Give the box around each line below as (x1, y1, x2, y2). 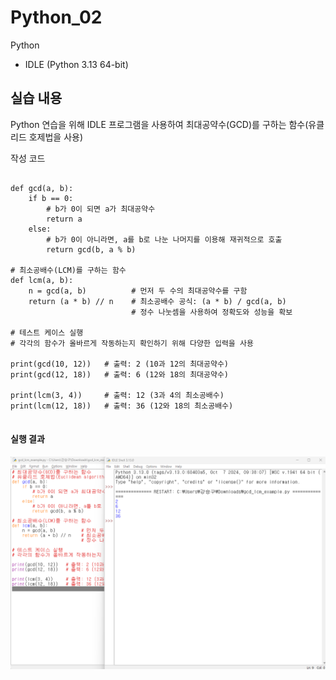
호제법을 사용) (28, 131, 84, 143)
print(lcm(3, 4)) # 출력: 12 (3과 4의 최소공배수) (10, 390, 225, 400)
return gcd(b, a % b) (46, 244, 137, 255)
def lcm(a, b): (10, 275, 74, 285)
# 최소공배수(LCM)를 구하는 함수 (10, 265, 127, 275)
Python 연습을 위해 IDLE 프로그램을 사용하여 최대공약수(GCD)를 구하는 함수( (10, 118, 309, 130)
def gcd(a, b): (10, 183, 74, 193)
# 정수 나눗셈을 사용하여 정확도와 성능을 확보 (131, 307, 293, 317)
